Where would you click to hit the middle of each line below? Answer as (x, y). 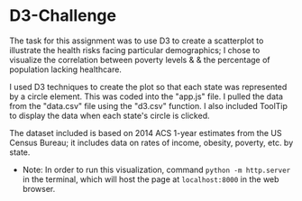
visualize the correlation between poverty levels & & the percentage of (140, 59)
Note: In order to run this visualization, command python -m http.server (156, 169)
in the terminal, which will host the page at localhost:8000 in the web (151, 179)
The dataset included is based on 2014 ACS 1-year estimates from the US (146, 132)
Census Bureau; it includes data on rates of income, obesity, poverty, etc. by (151, 142)
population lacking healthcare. (65, 69)
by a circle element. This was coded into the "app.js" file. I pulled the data (146, 96)
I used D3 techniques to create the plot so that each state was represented (148, 87)
